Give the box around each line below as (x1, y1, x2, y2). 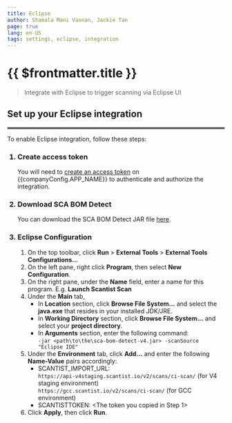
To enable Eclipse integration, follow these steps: (7, 135, 147, 143)
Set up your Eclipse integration (7, 108, 143, 120)
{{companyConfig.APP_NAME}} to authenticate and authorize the (17, 175, 204, 184)
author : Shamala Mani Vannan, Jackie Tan (7, 17, 128, 23)
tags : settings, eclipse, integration (7, 36, 119, 43)
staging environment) (37, 379, 99, 387)
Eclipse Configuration (17, 233, 92, 242)
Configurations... (27, 255, 79, 264)
